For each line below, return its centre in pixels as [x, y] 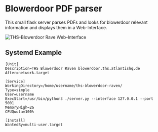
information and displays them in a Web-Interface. [56, 27]
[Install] [15, 120]
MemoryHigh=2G [20, 107]
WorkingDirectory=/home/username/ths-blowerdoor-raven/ [64, 86]
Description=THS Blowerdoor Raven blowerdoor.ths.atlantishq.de [73, 68]
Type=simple [17, 90]
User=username [20, 94]
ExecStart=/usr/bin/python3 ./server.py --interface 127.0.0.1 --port [79, 99]
